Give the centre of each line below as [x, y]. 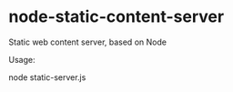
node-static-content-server [116, 17]
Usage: [22, 59]
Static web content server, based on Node [88, 42]
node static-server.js [47, 77]
